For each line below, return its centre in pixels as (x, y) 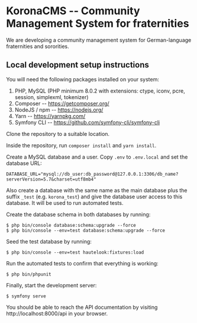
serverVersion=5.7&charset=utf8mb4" (51, 179)
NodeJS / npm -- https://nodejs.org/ (59, 110)
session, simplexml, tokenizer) (51, 97)
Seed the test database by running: (49, 241)
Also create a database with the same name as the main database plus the (97, 190)
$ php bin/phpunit (29, 274)
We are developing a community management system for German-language (99, 40)
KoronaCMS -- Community (73, 11)
